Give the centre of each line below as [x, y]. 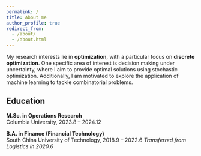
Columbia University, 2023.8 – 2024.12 [54, 122]
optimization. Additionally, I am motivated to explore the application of [92, 76]
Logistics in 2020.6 [30, 146]
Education [26, 101]
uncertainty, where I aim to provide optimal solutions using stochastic [92, 69]
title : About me [26, 17]
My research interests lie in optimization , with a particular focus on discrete [100, 57]
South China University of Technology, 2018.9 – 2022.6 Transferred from [96, 140]
